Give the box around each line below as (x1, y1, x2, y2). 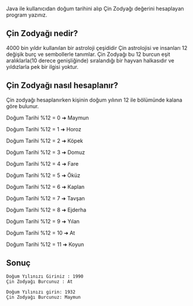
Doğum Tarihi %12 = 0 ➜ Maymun (6, 114, 89, 121)
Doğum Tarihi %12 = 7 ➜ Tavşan (6, 194, 85, 201)
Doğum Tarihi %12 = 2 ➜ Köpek (6, 137, 83, 144)
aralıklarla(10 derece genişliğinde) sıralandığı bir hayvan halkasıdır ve (6, 56, 175, 64)
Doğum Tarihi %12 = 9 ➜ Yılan (6, 217, 80, 225)
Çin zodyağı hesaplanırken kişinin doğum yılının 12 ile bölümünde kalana (6, 96, 183, 103)
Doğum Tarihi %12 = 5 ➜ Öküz (6, 172, 81, 179)
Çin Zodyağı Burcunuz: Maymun (6, 294, 81, 301)
